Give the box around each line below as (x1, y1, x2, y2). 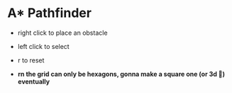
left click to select (17, 42, 70, 50)
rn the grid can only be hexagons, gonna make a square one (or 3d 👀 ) (17, 70, 226, 78)
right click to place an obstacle (17, 28, 108, 37)
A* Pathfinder (7, 5, 92, 21)
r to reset (17, 55, 45, 65)
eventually (17, 77, 50, 86)
